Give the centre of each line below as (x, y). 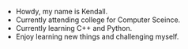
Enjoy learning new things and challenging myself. (97, 36)
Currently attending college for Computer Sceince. (98, 20)
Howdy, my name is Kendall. (62, 11)
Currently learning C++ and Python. (74, 28)
